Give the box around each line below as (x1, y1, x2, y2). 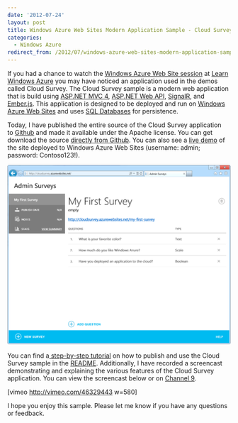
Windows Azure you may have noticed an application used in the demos (7, 77, 218, 85)
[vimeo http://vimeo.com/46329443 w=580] (7, 388, 137, 397)
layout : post (7, 18, 46, 26)
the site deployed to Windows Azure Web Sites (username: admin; (7, 143, 200, 152)
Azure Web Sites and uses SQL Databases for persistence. (7, 107, 178, 115)
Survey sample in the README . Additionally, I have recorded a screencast (7, 359, 223, 368)
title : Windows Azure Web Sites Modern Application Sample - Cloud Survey (7, 26, 233, 33)
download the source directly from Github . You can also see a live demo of (7, 136, 225, 144)
